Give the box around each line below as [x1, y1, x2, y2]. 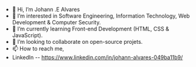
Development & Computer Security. [12, 19, 101, 26]
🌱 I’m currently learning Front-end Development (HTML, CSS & [12, 25, 169, 32]
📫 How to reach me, [12, 45, 65, 52]
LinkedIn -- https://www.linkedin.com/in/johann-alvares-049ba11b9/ [12, 54, 183, 61]
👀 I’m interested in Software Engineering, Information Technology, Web [12, 12, 190, 19]
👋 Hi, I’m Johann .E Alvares [12, 6, 80, 13]
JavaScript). [12, 32, 43, 39]
